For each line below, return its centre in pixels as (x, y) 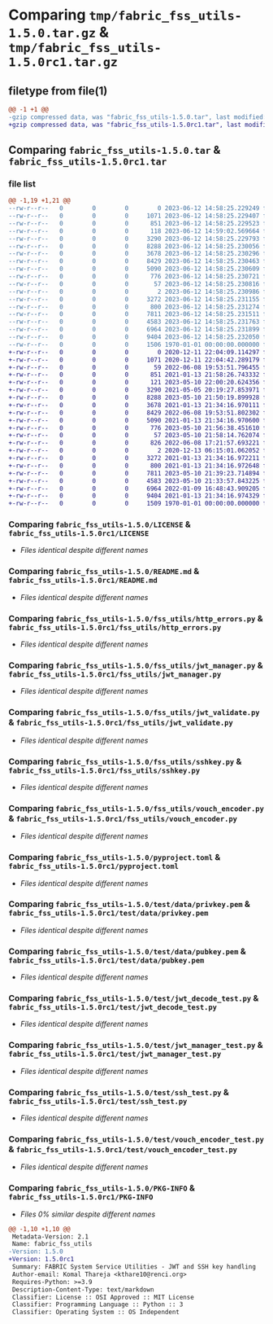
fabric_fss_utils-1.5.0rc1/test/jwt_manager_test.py (115, 1054)
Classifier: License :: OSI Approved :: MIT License (103, 1297)
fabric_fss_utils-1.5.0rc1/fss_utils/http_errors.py (115, 627)
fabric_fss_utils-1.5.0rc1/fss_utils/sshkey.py (104, 770)
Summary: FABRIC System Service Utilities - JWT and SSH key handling (134, 1267)
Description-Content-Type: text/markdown (83, 1289)
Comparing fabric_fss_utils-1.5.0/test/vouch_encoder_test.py (136, 1139)
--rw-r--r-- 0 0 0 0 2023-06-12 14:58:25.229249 (134, 208)
